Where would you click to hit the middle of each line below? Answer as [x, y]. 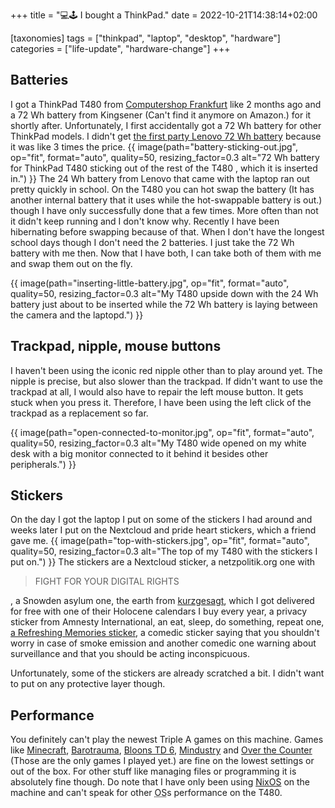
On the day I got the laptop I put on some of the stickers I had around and [161, 520]
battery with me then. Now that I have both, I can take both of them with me [166, 253]
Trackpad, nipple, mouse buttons [116, 346]
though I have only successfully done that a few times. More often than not [164, 210]
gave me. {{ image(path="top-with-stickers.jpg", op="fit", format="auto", [160, 541]
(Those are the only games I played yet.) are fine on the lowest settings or [162, 761]
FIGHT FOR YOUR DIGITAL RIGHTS [107, 581]
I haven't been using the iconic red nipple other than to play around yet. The [166, 370]
